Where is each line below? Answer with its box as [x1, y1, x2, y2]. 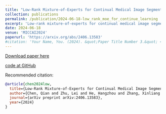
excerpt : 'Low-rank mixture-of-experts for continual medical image [5, 21, 149, 26]
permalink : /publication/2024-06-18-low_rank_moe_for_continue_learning [5, 16, 158, 21]
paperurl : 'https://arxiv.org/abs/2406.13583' [5, 35, 103, 40]
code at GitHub [5, 62, 36, 68]
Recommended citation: [5, 72, 54, 78]
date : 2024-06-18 [5, 26, 41, 31]
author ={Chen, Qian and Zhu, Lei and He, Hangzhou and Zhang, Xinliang [9, 91, 161, 96]
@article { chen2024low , [5, 81, 52, 86]
